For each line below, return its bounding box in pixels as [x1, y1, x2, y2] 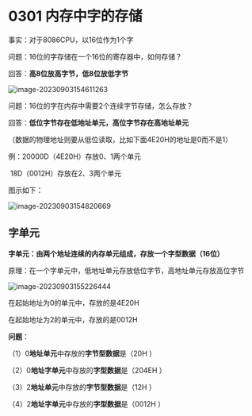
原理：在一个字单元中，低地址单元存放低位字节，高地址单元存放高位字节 [8, 265, 244, 275]
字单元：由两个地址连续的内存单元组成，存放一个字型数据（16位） [8, 248, 224, 258]
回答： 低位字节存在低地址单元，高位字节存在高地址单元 [8, 117, 189, 127]
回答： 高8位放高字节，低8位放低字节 [8, 68, 129, 78]
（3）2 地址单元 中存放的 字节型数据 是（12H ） [8, 382, 156, 391]
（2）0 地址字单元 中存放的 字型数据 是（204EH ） [8, 365, 166, 375]
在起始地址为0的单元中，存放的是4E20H [8, 298, 140, 307]
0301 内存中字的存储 [8, 7, 143, 25]
